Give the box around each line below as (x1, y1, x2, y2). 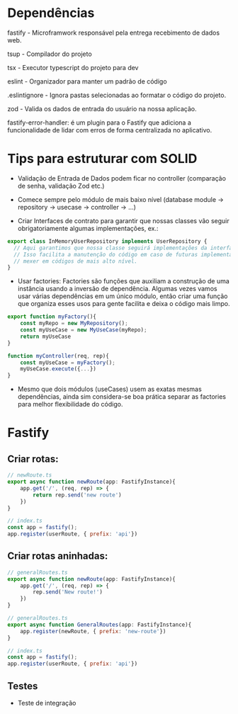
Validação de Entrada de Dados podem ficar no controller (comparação (17, 174, 227, 182)
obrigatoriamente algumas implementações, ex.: (17, 224, 159, 232)
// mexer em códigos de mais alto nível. (13, 257, 138, 265)
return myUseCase (20, 333, 72, 340)
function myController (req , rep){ (7, 352, 110, 359)
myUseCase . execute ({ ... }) (20, 365, 97, 373)
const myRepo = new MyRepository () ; (20, 320, 129, 327)
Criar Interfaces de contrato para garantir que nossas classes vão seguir (17, 216, 229, 225)
